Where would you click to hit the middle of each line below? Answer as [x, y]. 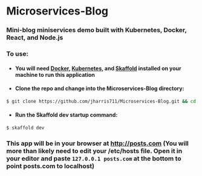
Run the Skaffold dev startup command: [66, 115]
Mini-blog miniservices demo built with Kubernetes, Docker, [96, 30]
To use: [18, 54]
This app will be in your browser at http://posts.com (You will [98, 143]
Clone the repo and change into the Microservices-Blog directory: [99, 88]
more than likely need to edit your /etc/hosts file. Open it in [94, 151]
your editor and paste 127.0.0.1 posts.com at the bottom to [94, 158]
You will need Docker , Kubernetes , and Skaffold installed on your [98, 68]
